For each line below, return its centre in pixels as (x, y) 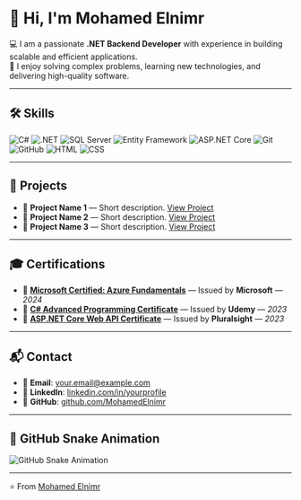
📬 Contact (41, 357)
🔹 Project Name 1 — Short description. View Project (118, 207)
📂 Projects (39, 186)
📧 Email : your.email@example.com (86, 383)
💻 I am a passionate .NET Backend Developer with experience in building (146, 43)
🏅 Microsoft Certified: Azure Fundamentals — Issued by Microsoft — (153, 290)
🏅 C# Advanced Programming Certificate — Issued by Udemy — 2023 (155, 310)
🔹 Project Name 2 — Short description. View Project (119, 217)
